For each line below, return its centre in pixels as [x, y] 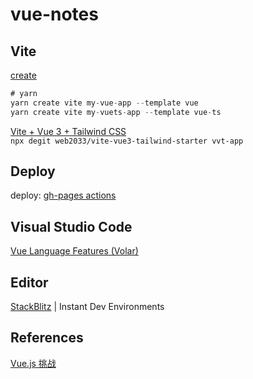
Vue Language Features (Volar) [74, 251]
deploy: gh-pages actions [63, 195]
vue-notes [54, 14]
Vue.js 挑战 [33, 363]
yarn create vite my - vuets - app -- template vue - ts [116, 112]
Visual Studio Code [71, 226]
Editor [29, 282]
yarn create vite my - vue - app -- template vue [104, 103]
